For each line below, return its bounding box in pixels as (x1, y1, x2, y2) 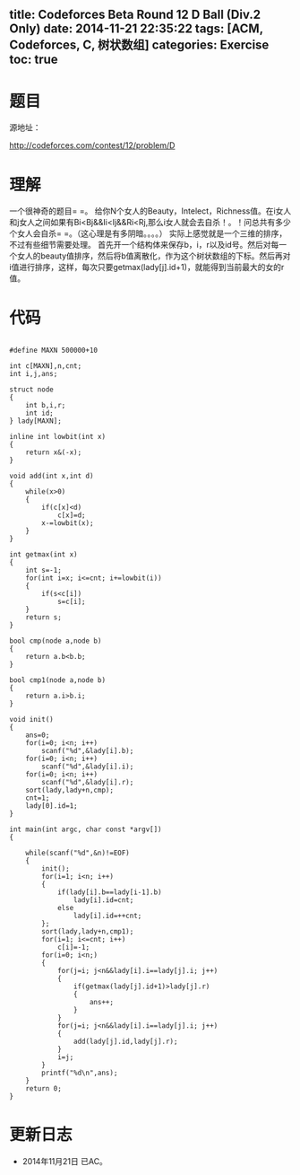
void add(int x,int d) (9, 471, 94, 481)
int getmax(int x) (9, 550, 78, 559)
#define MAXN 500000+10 (9, 346, 99, 355)
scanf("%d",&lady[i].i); (41, 762, 134, 771)
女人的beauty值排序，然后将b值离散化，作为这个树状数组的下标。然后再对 (16, 250, 291, 261)
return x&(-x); (25, 448, 82, 457)
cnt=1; (25, 794, 50, 802)
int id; (25, 408, 54, 418)
